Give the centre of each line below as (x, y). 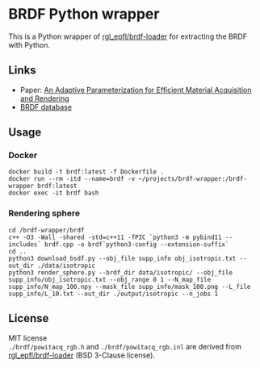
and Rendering (45, 98)
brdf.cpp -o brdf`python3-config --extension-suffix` (136, 244)
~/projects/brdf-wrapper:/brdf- (193, 179)
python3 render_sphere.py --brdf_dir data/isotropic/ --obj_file (120, 272)
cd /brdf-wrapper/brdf (46, 230)
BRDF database (46, 107)
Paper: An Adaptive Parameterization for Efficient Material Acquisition (136, 90)
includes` (25, 244)
